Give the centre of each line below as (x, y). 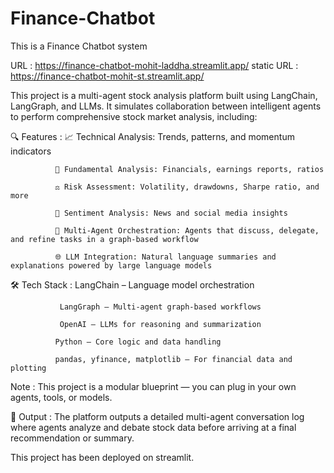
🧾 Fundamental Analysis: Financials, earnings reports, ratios (189, 169)
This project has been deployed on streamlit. (102, 457)
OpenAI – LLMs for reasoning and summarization (160, 324)
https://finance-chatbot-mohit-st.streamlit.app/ (107, 76)
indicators (31, 151)
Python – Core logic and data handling (138, 342)
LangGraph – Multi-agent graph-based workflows (160, 307)
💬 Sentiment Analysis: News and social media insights (171, 213)
